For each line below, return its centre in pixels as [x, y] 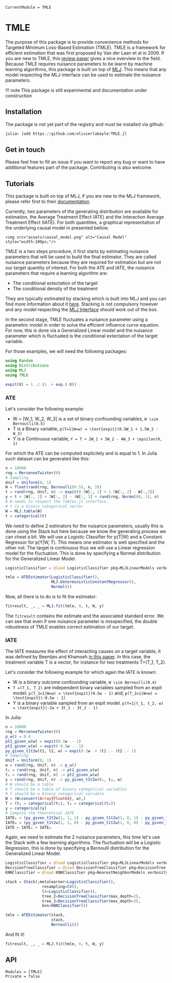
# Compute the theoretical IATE [40, 813]
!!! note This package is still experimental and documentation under [76, 90]
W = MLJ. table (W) [24, 511]
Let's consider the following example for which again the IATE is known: [81, 672]
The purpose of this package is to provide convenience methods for [77, 42]
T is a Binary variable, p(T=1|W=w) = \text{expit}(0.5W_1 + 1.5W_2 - [85, 428]
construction [19, 96]
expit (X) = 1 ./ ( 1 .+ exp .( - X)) [41, 384]
